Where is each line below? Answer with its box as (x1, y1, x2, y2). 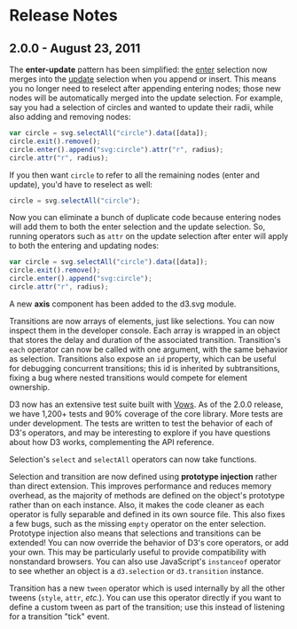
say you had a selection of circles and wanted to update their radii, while (9, 102, 274, 112)
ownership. (9, 381, 51, 392)
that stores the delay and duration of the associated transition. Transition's (9, 334, 281, 345)
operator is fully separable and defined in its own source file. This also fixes (9, 508, 285, 520)
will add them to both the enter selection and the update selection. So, (9, 221, 266, 232)
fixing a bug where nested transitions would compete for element (9, 372, 248, 383)
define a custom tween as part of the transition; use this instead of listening (9, 601, 285, 612)
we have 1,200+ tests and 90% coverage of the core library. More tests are (9, 408, 284, 418)
